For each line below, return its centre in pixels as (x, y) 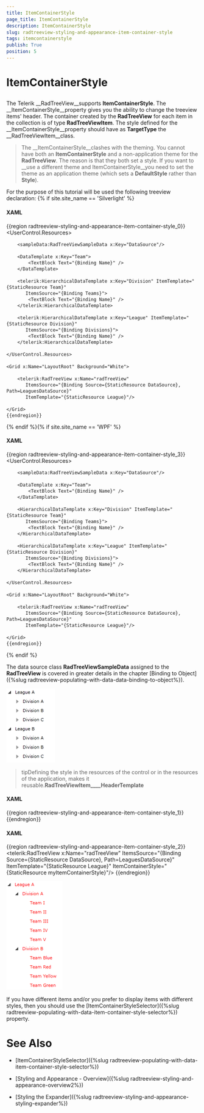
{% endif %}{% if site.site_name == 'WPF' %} (64, 427)
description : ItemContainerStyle (49, 26)
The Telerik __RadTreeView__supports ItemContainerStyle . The (86, 103)
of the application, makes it (55, 778)
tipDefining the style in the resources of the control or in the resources (110, 772)
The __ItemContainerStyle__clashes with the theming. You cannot (103, 148)
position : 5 (21, 52)
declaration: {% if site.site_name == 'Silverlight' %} (70, 198)
